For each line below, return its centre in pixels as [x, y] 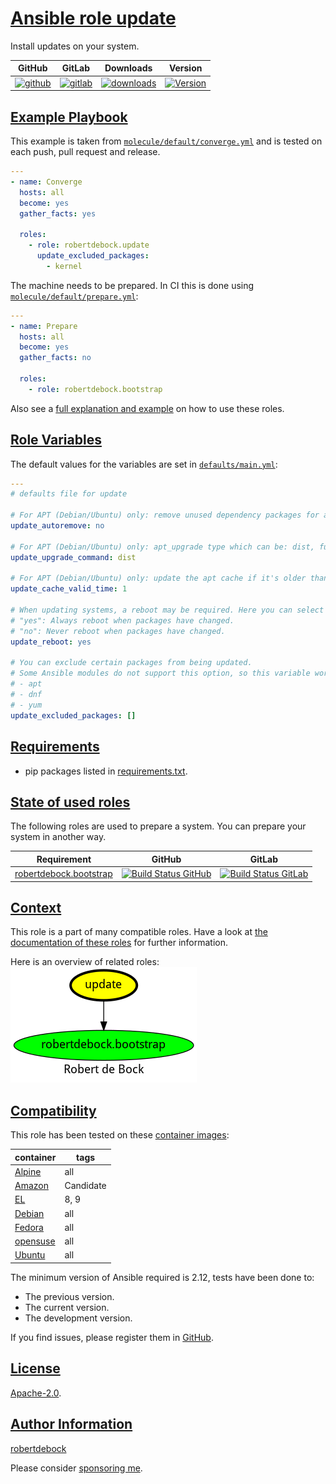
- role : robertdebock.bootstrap [95, 389]
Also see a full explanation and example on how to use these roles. [147, 408]
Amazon [31, 1186]
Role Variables [56, 440]
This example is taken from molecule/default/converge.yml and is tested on [166, 141]
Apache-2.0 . [36, 1393]
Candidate [85, 1186]
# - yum [26, 705]
